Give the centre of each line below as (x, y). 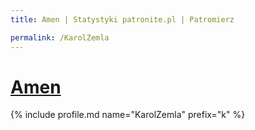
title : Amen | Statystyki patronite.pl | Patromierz (122, 19)
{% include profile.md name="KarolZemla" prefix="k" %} (128, 115)
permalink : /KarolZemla (60, 37)
